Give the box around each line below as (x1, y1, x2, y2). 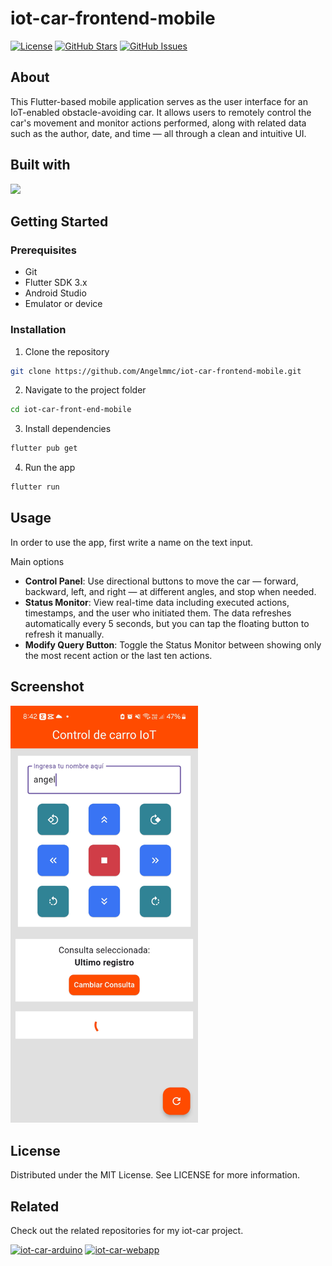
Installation (10, 323, 67, 337)
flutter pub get (10, 443, 78, 454)
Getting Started (10, 213, 109, 230)
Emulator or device (24, 298, 103, 310)
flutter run (10, 482, 60, 492)
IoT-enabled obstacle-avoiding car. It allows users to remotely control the (10, 106, 312, 118)
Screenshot (10, 678, 85, 696)
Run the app (24, 462, 76, 474)
